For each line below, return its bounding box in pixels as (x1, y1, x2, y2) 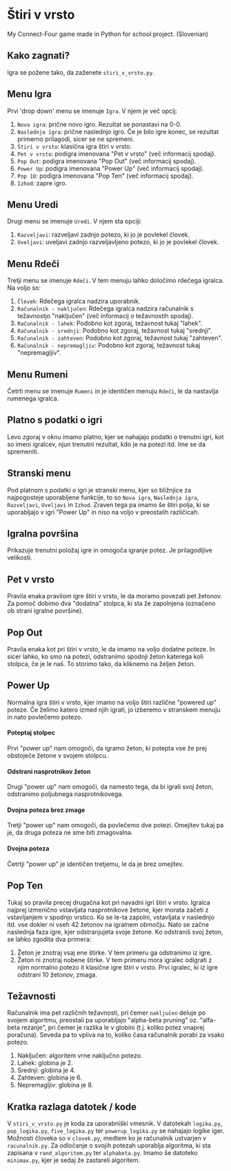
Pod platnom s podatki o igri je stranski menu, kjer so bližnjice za (7, 486, 192, 494)
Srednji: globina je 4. (17, 1066, 76, 1075)
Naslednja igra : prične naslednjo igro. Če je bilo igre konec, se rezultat (17, 127, 219, 136)
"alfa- (199, 1016, 216, 1024)
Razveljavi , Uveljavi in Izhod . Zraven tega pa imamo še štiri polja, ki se (7, 500, 210, 508)
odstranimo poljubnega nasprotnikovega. (7, 790, 124, 798)
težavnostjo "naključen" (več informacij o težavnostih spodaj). (17, 312, 194, 320)
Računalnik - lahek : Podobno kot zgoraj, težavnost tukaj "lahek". (17, 319, 203, 328)
